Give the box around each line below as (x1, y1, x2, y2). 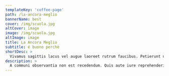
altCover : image (5, 26, 39, 31)
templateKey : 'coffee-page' (5, 7, 64, 12)
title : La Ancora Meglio (5, 40, 57, 45)
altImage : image (5, 35, 39, 40)
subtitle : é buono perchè (5, 44, 59, 49)
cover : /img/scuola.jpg (5, 21, 55, 26)
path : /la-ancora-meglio (5, 12, 57, 17)
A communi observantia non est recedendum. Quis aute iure (10, 63, 136, 68)
